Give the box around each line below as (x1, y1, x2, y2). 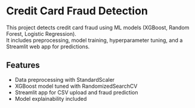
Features (6, 60, 40, 70)
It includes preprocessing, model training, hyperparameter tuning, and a (6, 36, 183, 44)
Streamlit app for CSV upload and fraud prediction (14, 88, 138, 96)
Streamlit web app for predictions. (6, 43, 90, 50)
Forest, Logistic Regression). (6, 30, 76, 37)
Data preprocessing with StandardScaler (14, 76, 115, 83)
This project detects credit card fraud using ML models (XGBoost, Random (6, 24, 190, 31)
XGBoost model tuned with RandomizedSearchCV (14, 82, 138, 90)
